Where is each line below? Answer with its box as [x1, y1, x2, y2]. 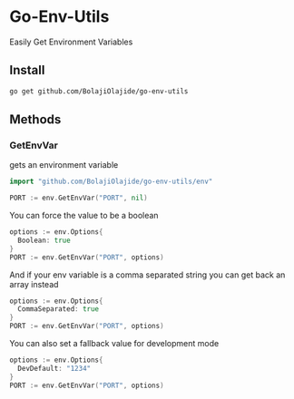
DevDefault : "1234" [17, 364, 92, 373]
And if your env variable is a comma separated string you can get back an [9, 269, 286, 280]
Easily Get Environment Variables [9, 36, 133, 47]
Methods [9, 112, 62, 128]
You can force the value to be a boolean [9, 210, 159, 221]
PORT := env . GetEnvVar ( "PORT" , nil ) [9, 193, 148, 203]
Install [9, 63, 45, 78]
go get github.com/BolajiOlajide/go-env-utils [9, 86, 189, 96]
